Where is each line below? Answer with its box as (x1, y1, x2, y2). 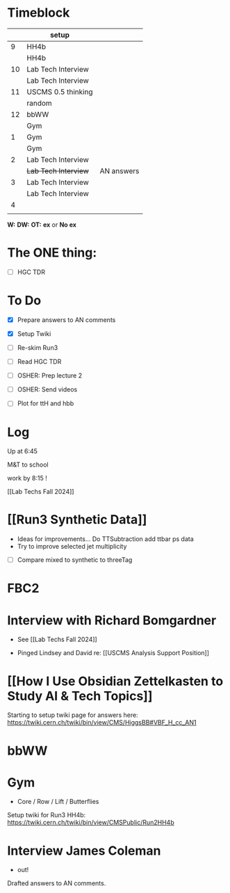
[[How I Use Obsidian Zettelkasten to (7, 673, 224, 689)
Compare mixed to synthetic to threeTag (17, 556, 133, 564)
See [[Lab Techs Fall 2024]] (17, 635, 97, 644)
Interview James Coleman (7, 843, 161, 858)
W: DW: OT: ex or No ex (7, 220, 76, 229)
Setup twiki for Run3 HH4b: (7, 811, 86, 819)
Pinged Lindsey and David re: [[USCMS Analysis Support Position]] (17, 649, 210, 657)
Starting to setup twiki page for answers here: (7, 711, 138, 719)
